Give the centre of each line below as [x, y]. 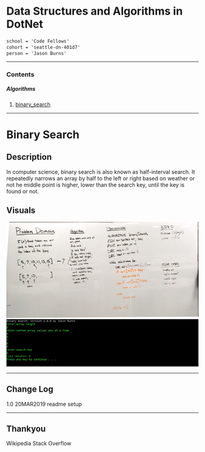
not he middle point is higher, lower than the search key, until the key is [95, 185]
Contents [20, 74]
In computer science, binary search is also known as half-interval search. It [101, 171]
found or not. [23, 191]
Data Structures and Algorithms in [95, 11]
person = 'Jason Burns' [37, 53]
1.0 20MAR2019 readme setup [44, 404]
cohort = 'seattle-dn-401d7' [43, 47]
